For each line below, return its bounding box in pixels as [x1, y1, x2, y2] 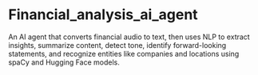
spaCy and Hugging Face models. [8, 57, 120, 67]
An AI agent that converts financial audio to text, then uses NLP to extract [8, 32, 250, 41]
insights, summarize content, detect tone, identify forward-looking [8, 40, 227, 49]
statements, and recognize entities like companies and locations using [8, 49, 240, 58]
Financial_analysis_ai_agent [8, 6, 198, 24]
